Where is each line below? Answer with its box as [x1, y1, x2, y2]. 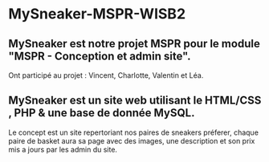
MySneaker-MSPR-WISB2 [8, 5, 186, 23]
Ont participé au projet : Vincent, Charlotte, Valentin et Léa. [8, 71, 204, 80]
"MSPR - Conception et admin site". [8, 49, 191, 63]
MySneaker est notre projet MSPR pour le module [8, 37, 261, 51]
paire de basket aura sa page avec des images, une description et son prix [8, 136, 255, 145]
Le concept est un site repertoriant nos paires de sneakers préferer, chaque [8, 128, 259, 137]
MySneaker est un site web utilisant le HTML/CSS [8, 94, 262, 107]
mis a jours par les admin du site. [8, 144, 118, 154]
